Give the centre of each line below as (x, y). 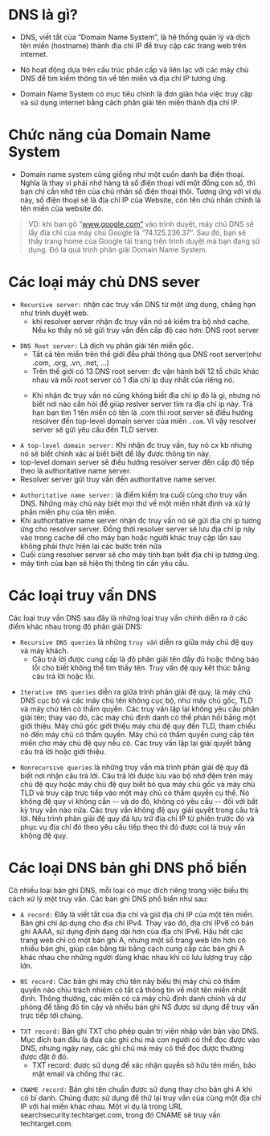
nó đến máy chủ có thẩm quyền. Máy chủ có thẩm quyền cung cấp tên (137, 734)
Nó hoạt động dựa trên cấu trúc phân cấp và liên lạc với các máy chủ (134, 69)
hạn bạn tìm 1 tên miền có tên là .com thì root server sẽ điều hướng (142, 412)
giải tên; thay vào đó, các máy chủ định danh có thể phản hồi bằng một (138, 717)
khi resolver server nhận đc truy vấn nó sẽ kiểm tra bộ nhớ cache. (141, 321)
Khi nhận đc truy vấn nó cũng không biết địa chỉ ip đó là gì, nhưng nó (146, 395)
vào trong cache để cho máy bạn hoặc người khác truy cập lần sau (131, 537)
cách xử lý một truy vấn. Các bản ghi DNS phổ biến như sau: (108, 899)
